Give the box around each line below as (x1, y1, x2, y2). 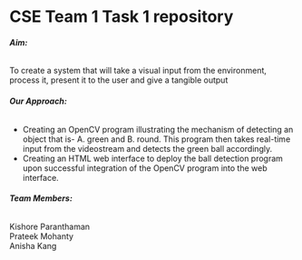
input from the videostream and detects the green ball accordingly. (22, 143, 273, 154)
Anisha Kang (9, 240, 57, 251)
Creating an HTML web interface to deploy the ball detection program (22, 153, 284, 164)
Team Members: (9, 193, 73, 204)
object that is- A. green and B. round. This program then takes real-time (22, 134, 291, 145)
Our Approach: (9, 95, 68, 106)
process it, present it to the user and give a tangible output (9, 75, 229, 85)
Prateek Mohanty (9, 230, 74, 242)
